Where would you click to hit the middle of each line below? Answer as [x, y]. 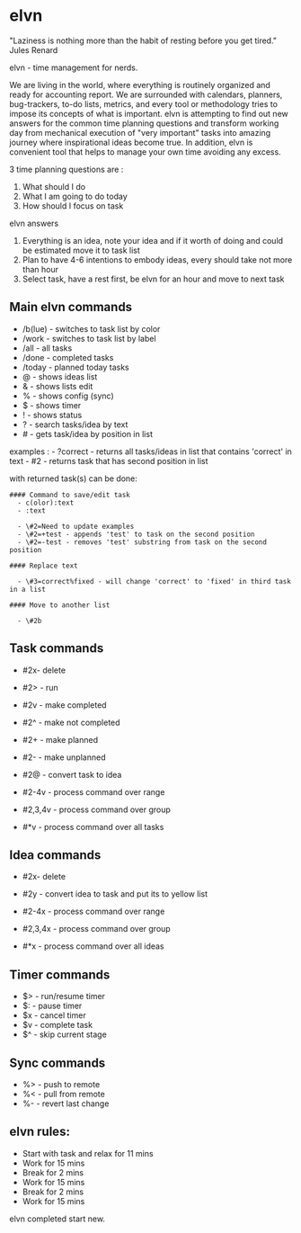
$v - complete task [57, 1025]
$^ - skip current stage [65, 1034]
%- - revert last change [66, 1103]
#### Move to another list [60, 605]
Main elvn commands [71, 307]
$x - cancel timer [54, 1015]
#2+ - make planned [60, 739]
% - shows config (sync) [68, 396]
